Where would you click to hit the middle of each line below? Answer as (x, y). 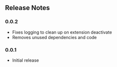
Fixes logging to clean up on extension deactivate (62, 32)
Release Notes (28, 8)
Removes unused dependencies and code (54, 37)
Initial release (25, 60)
